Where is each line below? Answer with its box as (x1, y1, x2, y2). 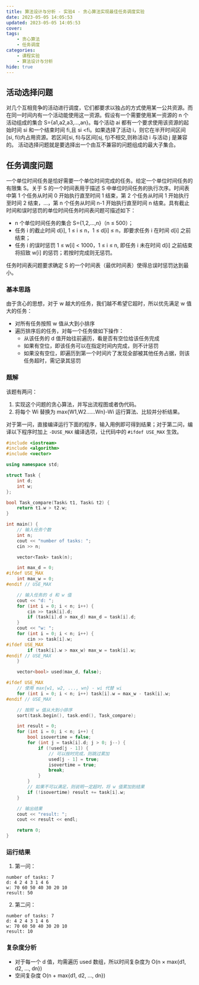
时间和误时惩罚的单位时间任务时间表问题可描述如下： (6, 207, 136, 214)
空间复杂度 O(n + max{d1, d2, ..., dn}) (14, 971, 105, 979)
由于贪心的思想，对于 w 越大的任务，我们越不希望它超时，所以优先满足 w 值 (6, 300, 192, 307)
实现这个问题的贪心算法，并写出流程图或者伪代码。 (14, 401, 140, 408)
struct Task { (6, 472, 41, 478)
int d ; (17, 478, 33, 484)
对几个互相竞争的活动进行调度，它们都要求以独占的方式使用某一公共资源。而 (6, 104, 193, 112)
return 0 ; (17, 827, 41, 834)
